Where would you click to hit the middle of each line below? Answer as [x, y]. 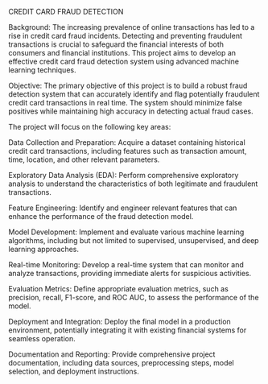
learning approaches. [43, 249]
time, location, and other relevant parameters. [84, 159]
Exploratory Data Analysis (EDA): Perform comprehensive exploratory [124, 175]
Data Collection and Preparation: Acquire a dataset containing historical [127, 142]
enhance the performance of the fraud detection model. [101, 216]
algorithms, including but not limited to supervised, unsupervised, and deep [134, 240]
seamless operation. [42, 339]
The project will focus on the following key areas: [90, 127]
